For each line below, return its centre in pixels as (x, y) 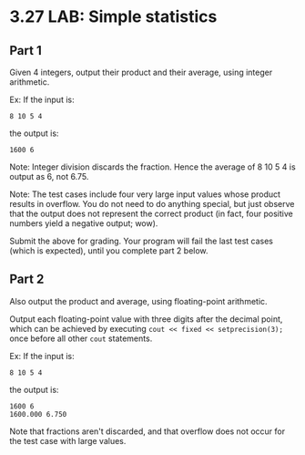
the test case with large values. (68, 440)
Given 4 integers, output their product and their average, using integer (141, 72)
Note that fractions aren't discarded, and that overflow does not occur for (147, 431)
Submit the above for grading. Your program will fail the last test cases (142, 241)
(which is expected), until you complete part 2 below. (109, 251)
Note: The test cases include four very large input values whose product (145, 194)
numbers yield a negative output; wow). (84, 223)
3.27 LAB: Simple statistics (113, 17)
